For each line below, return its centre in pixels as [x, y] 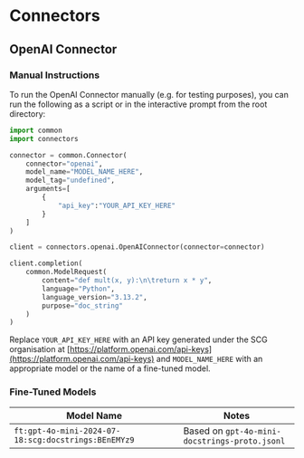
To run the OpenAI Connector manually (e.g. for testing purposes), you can [149, 94]
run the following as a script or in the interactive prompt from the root [138, 104]
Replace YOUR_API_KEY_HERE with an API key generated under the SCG [139, 339]
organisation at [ [40, 349]
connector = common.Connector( [68, 155]
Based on [203, 431]
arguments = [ [48, 189]
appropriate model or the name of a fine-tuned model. [110, 368]
